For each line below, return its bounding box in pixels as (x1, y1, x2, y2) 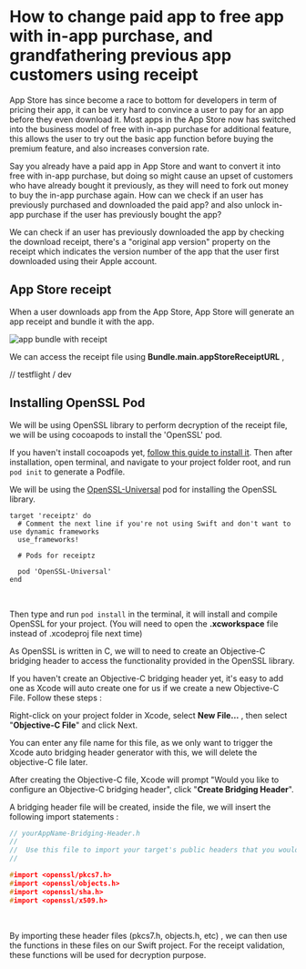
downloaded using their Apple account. (9, 255, 158, 266)
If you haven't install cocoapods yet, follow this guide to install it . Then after (9, 446, 293, 457)
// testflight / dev (9, 369, 72, 380)
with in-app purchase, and (9, 25, 213, 46)
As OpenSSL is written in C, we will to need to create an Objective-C (9, 645, 266, 657)
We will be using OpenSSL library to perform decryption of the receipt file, (9, 419, 289, 430)
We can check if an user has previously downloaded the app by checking (9, 226, 285, 238)
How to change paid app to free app (9, 6, 284, 27)
